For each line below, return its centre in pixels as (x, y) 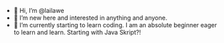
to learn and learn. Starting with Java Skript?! (77, 32)
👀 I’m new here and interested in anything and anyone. (90, 18)
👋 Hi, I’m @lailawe (39, 11)
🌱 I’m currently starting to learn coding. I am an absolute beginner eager (115, 25)
